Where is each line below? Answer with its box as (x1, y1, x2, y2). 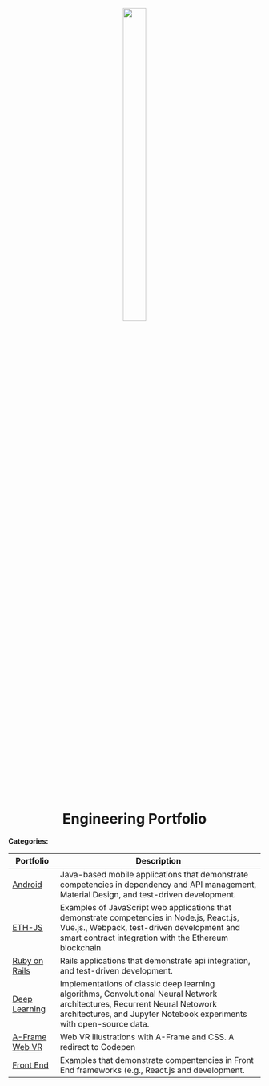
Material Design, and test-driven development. (59, 889, 236, 900)
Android (12, 879, 42, 890)
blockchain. (59, 942, 104, 953)
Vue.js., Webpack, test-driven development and (59, 921, 240, 933)
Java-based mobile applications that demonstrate (59, 868, 249, 880)
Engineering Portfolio (62, 810, 207, 828)
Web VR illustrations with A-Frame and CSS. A (59, 1031, 235, 1043)
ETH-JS (12, 921, 43, 933)
